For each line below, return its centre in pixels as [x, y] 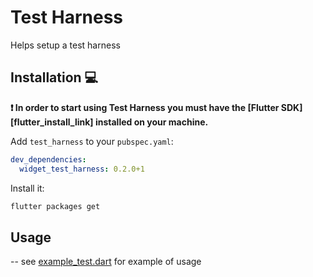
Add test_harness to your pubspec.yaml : [92, 141]
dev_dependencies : [48, 159]
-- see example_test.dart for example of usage [106, 262]
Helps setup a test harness [65, 45]
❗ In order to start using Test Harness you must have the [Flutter [145, 107]
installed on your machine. [151, 122]
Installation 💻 [54, 77]
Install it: [27, 188]
